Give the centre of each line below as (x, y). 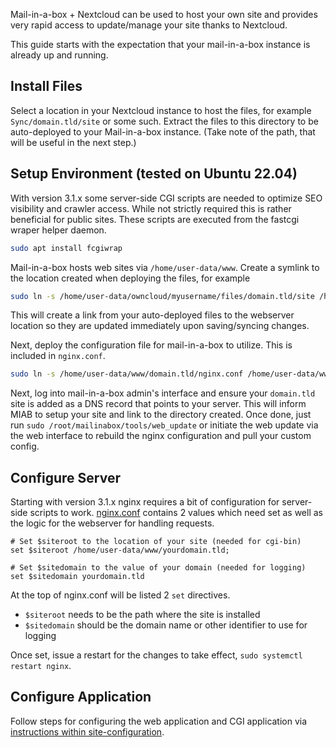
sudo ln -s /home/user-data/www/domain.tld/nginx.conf (127, 374)
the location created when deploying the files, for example (130, 278)
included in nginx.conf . (58, 356)
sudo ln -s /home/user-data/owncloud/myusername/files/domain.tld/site (162, 296)
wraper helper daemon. (58, 230)
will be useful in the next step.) (73, 142)
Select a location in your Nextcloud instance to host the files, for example (161, 110)
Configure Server (65, 477)
